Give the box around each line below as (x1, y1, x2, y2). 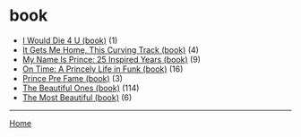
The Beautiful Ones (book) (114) (21, 82, 140, 93)
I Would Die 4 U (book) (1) (21, 35, 118, 46)
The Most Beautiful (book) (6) (21, 91, 133, 103)
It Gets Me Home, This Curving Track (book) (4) (21, 44, 200, 55)
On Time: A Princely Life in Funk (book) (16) (21, 64, 184, 74)
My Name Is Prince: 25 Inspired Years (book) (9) (21, 54, 202, 64)
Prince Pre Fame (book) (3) (21, 73, 124, 83)
